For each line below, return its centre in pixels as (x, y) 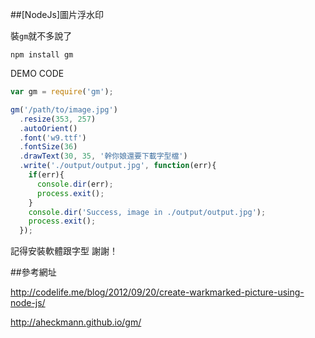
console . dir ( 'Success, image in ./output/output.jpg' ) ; (147, 212)
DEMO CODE (37, 73)
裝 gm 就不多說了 (41, 36)
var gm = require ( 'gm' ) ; (62, 92)
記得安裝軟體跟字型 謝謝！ (64, 251)
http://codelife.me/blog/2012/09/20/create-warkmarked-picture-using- (157, 292)
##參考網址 (33, 272)
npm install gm (42, 55)
